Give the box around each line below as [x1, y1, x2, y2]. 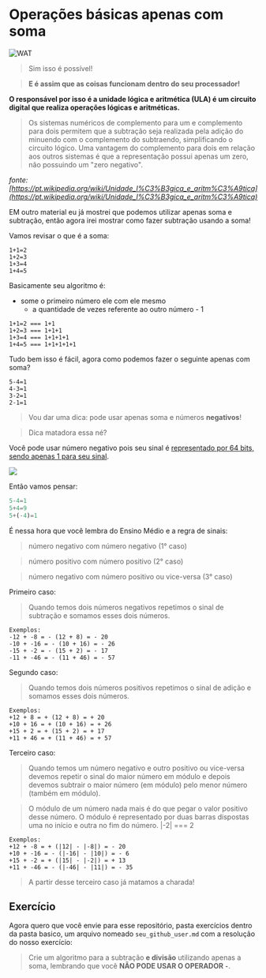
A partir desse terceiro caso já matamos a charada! [28, 877, 195, 886]
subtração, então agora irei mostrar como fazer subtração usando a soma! [9, 215, 251, 225]
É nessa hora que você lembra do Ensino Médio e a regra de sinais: [9, 526, 228, 535]
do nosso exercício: [9, 938, 73, 947]
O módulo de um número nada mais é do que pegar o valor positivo [28, 804, 248, 813]
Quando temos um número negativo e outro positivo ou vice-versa [28, 763, 245, 773]
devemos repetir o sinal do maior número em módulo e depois [28, 771, 231, 781]
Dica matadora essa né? [28, 428, 107, 437]
